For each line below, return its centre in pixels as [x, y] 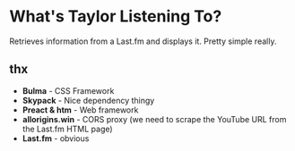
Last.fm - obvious [56, 138]
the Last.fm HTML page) [68, 129]
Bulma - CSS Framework [68, 90]
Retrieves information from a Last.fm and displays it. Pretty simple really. [143, 41]
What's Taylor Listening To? [116, 17]
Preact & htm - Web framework [80, 110]
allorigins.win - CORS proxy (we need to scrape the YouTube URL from [154, 119]
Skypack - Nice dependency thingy [88, 100]
